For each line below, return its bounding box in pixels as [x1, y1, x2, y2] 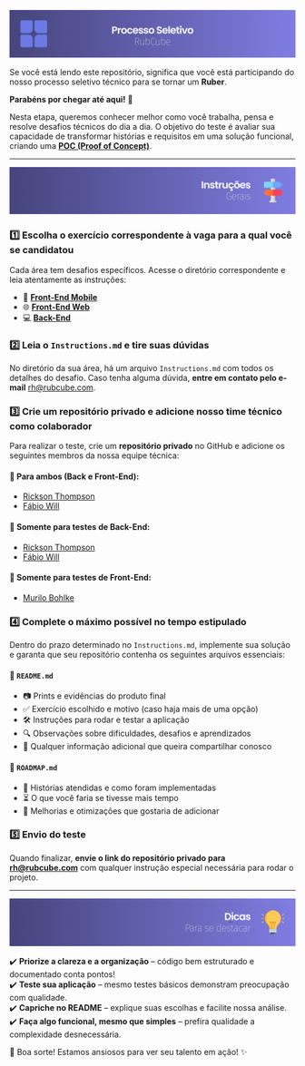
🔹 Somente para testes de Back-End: [9, 522, 151, 533]
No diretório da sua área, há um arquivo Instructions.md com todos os [9, 362, 274, 373]
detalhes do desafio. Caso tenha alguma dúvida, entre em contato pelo [9, 372, 277, 383]
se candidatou [9, 244, 74, 257]
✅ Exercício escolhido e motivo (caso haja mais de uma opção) [22, 704, 259, 715]
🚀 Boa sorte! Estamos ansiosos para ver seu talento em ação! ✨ [9, 1046, 248, 1057]
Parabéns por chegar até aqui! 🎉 [9, 93, 133, 104]
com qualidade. [9, 992, 68, 1002]
